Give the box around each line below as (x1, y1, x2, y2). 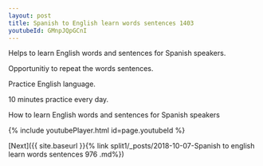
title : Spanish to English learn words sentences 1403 (8, 19, 194, 27)
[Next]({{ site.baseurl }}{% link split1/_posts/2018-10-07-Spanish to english (8, 141, 255, 151)
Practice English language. (8, 79, 96, 89)
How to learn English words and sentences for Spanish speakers (8, 110, 221, 120)
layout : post (8, 11, 52, 20)
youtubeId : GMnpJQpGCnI (8, 26, 88, 34)
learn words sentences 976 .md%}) (8, 149, 125, 160)
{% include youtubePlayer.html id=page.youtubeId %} (8, 125, 186, 136)
